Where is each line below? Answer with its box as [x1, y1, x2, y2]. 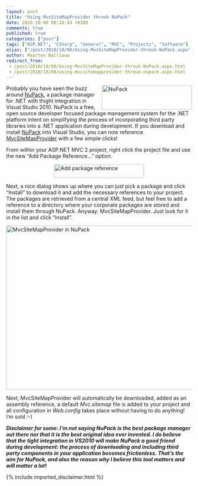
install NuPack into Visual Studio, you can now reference [6, 129, 144, 136]
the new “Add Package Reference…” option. [6, 152, 113, 159]
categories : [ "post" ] [6, 36, 60, 42]
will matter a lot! [6, 462, 47, 470]
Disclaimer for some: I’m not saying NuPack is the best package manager [6, 425, 191, 432]
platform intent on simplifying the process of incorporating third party [6, 116, 175, 124]
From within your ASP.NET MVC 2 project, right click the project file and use [6, 147, 191, 154]
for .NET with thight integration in [6, 98, 87, 105]
